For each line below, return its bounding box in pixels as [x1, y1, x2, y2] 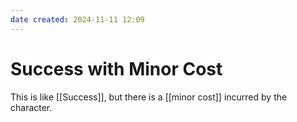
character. [10, 101, 53, 113]
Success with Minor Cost [10, 57, 223, 80]
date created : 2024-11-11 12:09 [10, 14, 145, 25]
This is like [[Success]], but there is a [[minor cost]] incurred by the [10, 91, 288, 103]
